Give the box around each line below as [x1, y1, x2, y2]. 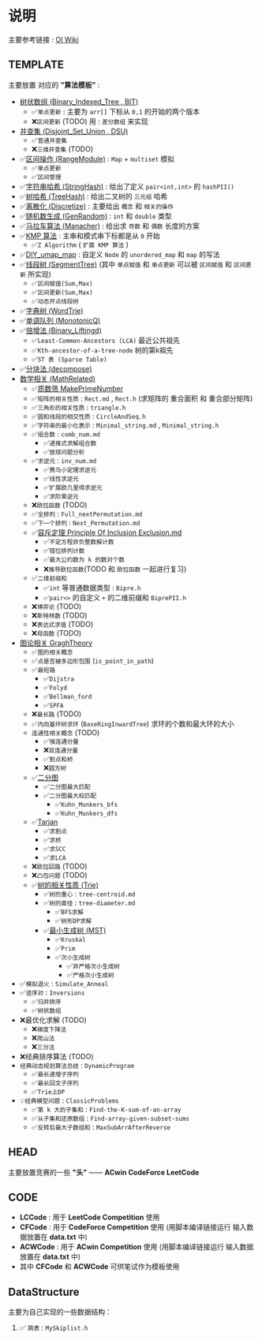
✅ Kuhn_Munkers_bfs [54, 799, 118, 808]
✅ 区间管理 [31, 171, 62, 181]
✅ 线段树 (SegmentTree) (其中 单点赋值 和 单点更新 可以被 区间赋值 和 [19, 259, 233, 269]
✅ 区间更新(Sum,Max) [31, 287, 93, 297]
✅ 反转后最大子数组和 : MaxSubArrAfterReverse [31, 1122, 171, 1132]
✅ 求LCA [43, 853, 66, 862]
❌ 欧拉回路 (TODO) [31, 861, 88, 871]
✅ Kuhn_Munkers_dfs [54, 808, 118, 817]
